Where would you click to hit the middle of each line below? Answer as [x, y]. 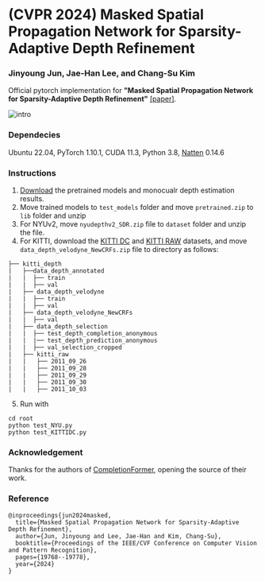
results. [32, 199]
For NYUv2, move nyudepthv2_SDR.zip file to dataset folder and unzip [133, 224]
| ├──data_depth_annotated [56, 271]
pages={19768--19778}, [53, 557]
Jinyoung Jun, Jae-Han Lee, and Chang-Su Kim [102, 73]
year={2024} [35, 564]
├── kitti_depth [35, 264]
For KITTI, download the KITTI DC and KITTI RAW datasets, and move [133, 241]
